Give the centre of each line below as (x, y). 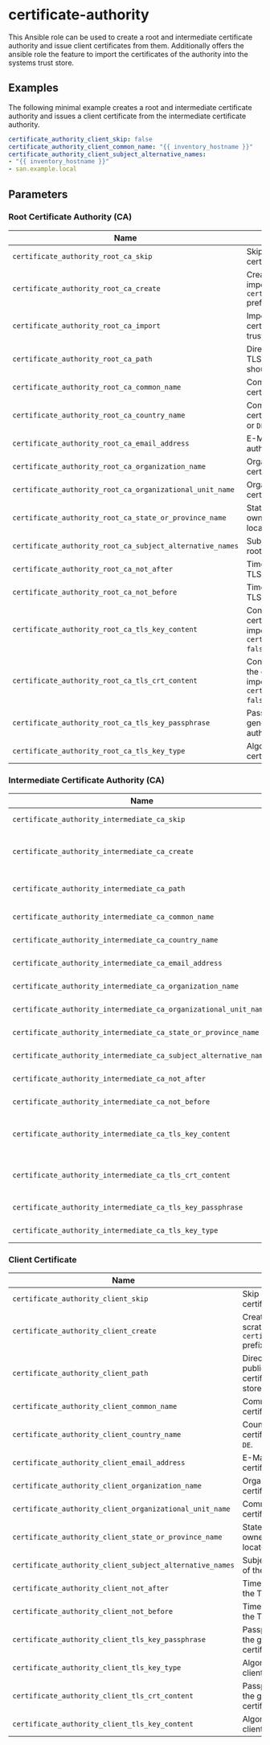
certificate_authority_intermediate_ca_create (103, 852)
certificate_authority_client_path (80, 1373)
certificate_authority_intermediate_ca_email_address (117, 963)
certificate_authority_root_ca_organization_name (109, 466)
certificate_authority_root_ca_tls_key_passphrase (111, 723)
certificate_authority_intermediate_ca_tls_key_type (115, 1231)
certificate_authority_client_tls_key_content (103, 1724)
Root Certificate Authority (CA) (70, 217)
